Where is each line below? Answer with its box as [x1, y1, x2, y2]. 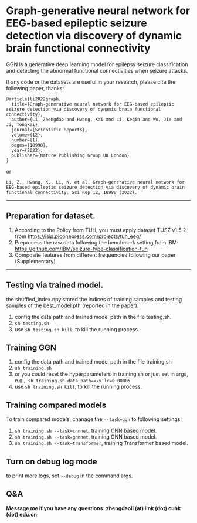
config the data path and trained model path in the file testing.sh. [14, 313, 172, 320]
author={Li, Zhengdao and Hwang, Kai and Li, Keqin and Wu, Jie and [11, 116, 182, 123]
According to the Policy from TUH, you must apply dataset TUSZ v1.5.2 [14, 226, 186, 233]
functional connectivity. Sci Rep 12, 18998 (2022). [6, 189, 138, 195]
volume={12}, [11, 132, 43, 138]
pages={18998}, [11, 142, 49, 148]
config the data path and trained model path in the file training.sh [14, 358, 172, 365]
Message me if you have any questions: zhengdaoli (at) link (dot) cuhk [6, 504, 181, 511]
